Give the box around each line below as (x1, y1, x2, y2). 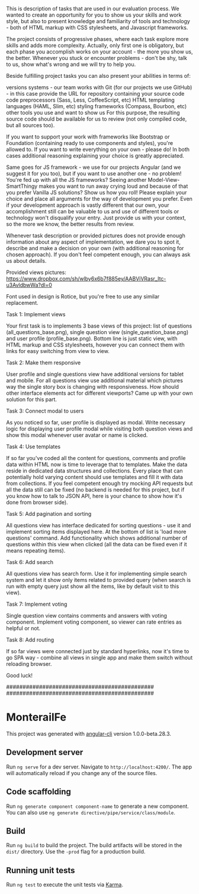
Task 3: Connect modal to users (6, 407, 84, 414)
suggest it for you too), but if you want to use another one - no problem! (6, 170, 182, 177)
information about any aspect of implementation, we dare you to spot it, (6, 238, 181, 245)
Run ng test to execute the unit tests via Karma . (6, 881, 123, 888)
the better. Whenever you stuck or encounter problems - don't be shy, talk (6, 55, 188, 61)
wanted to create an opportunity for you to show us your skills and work (6, 11, 182, 18)
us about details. (6, 257, 47, 264)
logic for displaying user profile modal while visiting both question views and (6, 425, 193, 432)
